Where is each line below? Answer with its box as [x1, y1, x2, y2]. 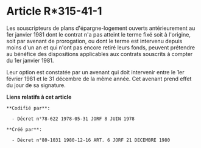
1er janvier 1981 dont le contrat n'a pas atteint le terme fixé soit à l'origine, [6, 30, 191, 38]
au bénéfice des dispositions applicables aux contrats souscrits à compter [6, 50, 193, 57]
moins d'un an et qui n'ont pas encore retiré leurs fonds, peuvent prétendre [6, 44, 196, 51]
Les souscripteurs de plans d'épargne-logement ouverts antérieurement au [6, 24, 196, 32]
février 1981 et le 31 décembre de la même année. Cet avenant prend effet [6, 75, 192, 82]
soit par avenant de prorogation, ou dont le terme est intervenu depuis [6, 37, 183, 44]
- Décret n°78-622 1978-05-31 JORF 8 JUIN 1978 [12, 116, 135, 122]
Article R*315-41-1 [6, 4, 102, 18]
